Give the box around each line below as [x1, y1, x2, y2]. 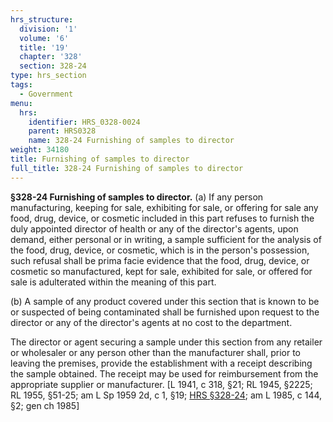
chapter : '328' [19, 52, 83, 62]
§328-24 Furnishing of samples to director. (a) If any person [10, 191, 264, 203]
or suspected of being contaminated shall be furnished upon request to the [10, 306, 320, 318]
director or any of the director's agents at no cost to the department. [10, 316, 293, 328]
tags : [10, 80, 33, 90]
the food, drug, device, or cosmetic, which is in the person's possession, [10, 244, 310, 256]
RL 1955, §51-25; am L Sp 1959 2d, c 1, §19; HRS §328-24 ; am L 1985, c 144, [10, 389, 323, 401]
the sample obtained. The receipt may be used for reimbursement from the [10, 367, 319, 380]
